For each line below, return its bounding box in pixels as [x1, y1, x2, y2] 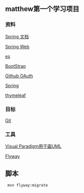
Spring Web [5, 43, 29, 49]
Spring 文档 [5, 33, 29, 39]
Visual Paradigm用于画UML [5, 143, 61, 149]
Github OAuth [5, 72, 33, 79]
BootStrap [5, 63, 26, 69]
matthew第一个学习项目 [5, 5, 79, 14]
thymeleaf [5, 92, 26, 98]
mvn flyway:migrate [7, 183, 48, 188]
